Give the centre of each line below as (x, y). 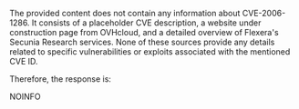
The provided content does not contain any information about (125, 13)
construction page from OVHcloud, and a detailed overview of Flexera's (144, 32)
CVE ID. (24, 61)
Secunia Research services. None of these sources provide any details (142, 42)
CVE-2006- (264, 13)
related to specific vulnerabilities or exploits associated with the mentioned (150, 52)
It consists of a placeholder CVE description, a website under (146, 23)
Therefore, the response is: (61, 79)
